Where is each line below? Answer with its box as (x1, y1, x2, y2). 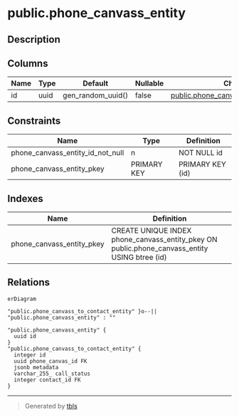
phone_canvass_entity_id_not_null (11, 148, 124, 158)
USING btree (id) (111, 253, 167, 263)
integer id (14, 351, 46, 359)
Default (83, 78, 109, 88)
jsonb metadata (14, 364, 59, 371)
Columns (7, 57, 48, 69)
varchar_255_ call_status (14, 370, 91, 377)
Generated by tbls (24, 401, 78, 410)
